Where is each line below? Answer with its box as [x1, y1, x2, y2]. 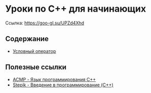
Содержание [5, 35, 49, 43]
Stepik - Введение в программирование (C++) [12, 82, 113, 88]
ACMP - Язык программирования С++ [12, 76, 96, 82]
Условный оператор [12, 48, 56, 54]
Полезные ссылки [5, 63, 67, 72]
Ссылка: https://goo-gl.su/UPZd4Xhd [5, 20, 84, 26]
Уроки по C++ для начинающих [5, 3, 146, 15]
